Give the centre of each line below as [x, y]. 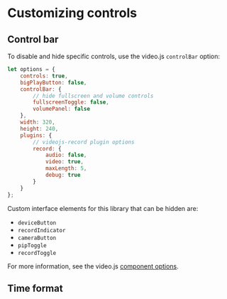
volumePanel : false [62, 109]
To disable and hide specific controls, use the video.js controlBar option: [114, 56]
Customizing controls [72, 13]
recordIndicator [41, 230]
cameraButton [37, 238]
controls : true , [44, 76]
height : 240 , [39, 129]
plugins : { [36, 135]
